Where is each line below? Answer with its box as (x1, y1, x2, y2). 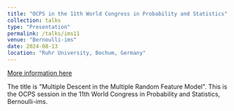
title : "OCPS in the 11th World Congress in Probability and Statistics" (7, 10, 228, 18)
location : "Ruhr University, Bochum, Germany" (7, 50, 146, 57)
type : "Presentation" (7, 23, 71, 30)
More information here (7, 68, 72, 77)
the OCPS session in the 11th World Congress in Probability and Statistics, (7, 89, 221, 98)
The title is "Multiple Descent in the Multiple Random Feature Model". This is (7, 82, 228, 91)
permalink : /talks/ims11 (7, 30, 80, 37)
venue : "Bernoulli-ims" (7, 37, 77, 44)
